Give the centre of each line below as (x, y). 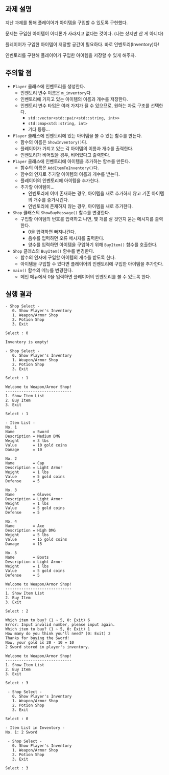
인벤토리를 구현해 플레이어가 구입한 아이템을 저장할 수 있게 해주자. (71, 55)
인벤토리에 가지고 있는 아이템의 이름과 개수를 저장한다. (74, 99)
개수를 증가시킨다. (51, 199)
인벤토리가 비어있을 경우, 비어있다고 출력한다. (65, 155)
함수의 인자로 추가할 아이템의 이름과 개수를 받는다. (70, 174)
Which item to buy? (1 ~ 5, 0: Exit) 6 (48, 620)
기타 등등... (39, 129)
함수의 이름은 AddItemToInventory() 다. (59, 168)
